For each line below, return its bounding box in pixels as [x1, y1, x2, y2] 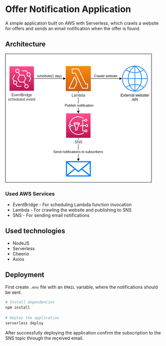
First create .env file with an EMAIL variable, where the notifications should [5, 284, 158, 290]
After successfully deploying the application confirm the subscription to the [5, 330, 161, 336]
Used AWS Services [5, 190, 55, 197]
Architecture [5, 40, 46, 49]
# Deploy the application [5, 315, 59, 320]
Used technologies [5, 227, 66, 235]
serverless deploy [5, 321, 44, 326]
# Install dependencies [5, 299, 55, 304]
